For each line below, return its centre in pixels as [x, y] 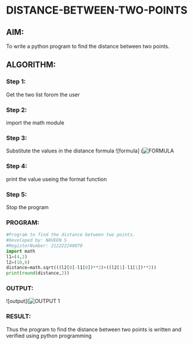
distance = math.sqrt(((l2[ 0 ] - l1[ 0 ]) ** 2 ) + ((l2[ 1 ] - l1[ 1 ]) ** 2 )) [81, 268]
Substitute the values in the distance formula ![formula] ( [74, 151]
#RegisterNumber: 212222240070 [44, 246]
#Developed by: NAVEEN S [36, 240]
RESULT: [19, 317]
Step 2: [17, 110]
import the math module [35, 122]
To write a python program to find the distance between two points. [88, 46]
